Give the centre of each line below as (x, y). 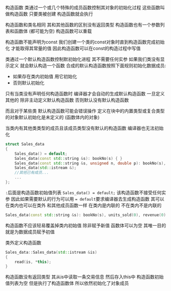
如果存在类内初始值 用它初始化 (45, 76)
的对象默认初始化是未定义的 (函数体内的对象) (52, 117)
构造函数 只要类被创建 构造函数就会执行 (51, 14)
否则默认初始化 (28, 83)
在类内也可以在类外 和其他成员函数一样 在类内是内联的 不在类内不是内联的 (83, 205)
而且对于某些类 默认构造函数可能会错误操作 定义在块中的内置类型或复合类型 (85, 111)
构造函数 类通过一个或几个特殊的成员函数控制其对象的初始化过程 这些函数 (83, 7)
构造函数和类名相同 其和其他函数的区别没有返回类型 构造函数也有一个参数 (83, 25)
